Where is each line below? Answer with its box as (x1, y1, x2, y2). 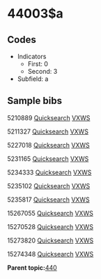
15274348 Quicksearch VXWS (7, 249, 94, 258)
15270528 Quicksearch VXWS (7, 222, 94, 231)
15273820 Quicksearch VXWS (7, 236, 94, 245)
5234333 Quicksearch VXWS (7, 168, 92, 176)
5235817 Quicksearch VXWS (7, 195, 90, 204)
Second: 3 (27, 67, 58, 75)
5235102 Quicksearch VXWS (7, 181, 91, 190)
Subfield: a (17, 74, 49, 83)
